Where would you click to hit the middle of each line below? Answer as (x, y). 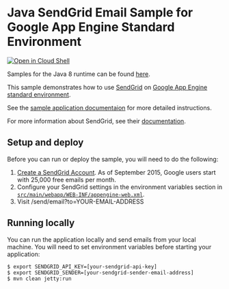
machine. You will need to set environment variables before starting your (109, 247)
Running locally (41, 223)
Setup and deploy (45, 143)
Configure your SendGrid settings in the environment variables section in (120, 187)
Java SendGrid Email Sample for (100, 13)
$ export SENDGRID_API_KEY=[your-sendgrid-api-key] (82, 266)
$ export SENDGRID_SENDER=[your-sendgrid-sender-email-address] (100, 273)
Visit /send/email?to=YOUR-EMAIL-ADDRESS (80, 201)
